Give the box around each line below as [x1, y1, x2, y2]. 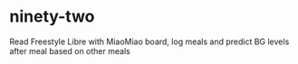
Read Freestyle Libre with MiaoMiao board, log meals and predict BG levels [9, 36, 290, 47]
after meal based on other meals [9, 45, 131, 56]
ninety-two [9, 6, 95, 27]
